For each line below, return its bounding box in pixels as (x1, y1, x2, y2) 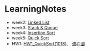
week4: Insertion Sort (11, 30, 55, 35)
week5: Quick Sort (11, 35, 49, 41)
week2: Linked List (11, 19, 50, 25)
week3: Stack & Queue (11, 24, 58, 30)
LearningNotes (4, 3, 67, 15)
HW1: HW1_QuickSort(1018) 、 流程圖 (11, 40, 85, 47)
